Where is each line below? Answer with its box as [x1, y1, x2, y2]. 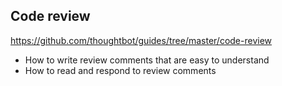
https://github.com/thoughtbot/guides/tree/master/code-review [10, 34, 273, 46]
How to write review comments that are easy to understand [24, 54, 270, 66]
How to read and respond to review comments [24, 64, 217, 76]
